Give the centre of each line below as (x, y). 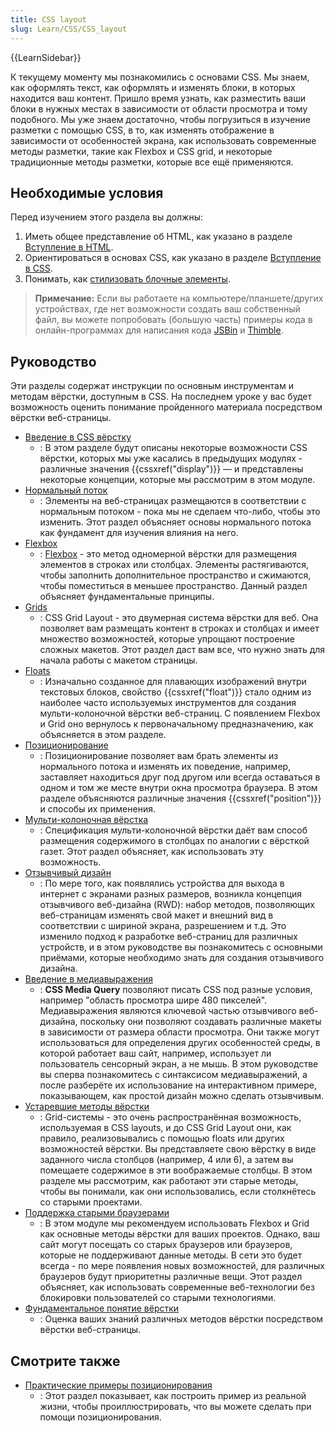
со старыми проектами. (91, 1202)
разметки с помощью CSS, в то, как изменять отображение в (142, 130)
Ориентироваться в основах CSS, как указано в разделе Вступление (173, 258)
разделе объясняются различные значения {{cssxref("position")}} (180, 798)
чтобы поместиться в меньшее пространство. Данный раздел (173, 586)
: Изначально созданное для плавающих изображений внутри (173, 682)
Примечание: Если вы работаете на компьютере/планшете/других (179, 298)
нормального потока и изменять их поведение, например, (165, 767)
